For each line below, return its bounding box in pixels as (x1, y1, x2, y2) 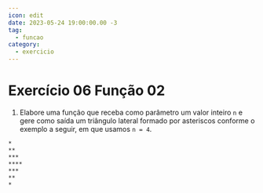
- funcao (15, 33, 44, 42)
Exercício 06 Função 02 (8, 82, 166, 100)
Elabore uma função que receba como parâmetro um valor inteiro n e (19, 107, 243, 117)
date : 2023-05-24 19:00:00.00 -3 (8, 19, 118, 27)
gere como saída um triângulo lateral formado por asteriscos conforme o (19, 115, 255, 126)
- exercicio (15, 48, 55, 56)
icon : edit (8, 11, 44, 20)
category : (8, 41, 41, 49)
